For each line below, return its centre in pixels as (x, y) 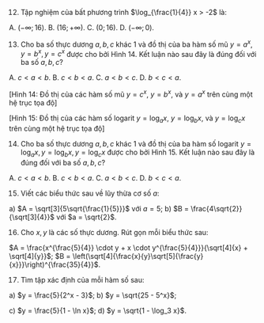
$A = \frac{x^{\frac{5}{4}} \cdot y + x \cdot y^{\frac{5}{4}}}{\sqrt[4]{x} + (128, 247)
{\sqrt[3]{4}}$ (32, 217)
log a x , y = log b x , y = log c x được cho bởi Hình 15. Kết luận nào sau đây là (138, 153)
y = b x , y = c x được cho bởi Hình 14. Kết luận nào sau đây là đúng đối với (138, 53)
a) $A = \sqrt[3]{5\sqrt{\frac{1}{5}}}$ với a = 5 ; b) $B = (99, 208)
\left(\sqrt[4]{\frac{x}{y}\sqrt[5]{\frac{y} (138, 256)
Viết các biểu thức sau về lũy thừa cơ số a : (90, 193)
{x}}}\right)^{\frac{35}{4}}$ (54, 264)
